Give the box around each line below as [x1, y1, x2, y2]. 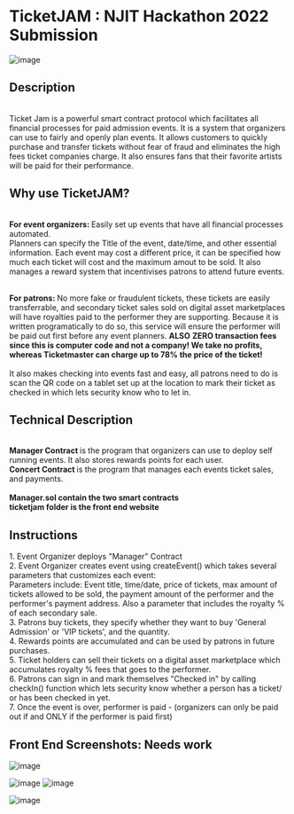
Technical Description [9, 412, 134, 427]
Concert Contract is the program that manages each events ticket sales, [9, 464, 275, 475]
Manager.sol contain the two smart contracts [9, 492, 180, 503]
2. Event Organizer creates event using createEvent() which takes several [9, 560, 277, 571]
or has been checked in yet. [9, 693, 111, 703]
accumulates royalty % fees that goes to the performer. [9, 664, 212, 675]
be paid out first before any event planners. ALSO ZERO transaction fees [9, 330, 277, 340]
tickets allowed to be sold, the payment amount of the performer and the [9, 589, 275, 599]
